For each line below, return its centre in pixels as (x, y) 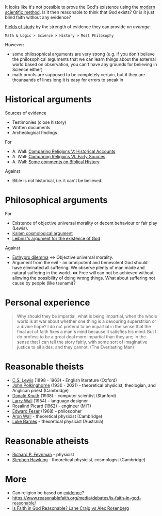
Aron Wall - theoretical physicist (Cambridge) (57, 416)
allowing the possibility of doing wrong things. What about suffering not (83, 278)
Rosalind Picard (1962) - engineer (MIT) (51, 406)
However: (15, 45)
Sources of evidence (26, 113)
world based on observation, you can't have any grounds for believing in (84, 64)
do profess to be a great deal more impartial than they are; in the (81, 336)
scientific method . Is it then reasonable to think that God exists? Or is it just (80, 12)
